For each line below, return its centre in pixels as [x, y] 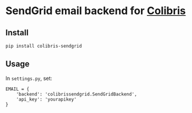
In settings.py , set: [29, 78]
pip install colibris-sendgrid [44, 46]
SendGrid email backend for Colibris [96, 11]
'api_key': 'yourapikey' [46, 99]
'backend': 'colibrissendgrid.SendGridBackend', [77, 94]
